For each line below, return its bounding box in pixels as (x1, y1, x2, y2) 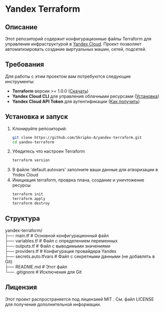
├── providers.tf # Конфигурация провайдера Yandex (5, 248, 117, 254)
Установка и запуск (5, 112, 69, 121)
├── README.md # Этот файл (5, 264, 68, 269)
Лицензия (5, 283, 37, 291)
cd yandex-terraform (12, 139, 54, 145)
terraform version (12, 158, 50, 163)
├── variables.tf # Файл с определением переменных (5, 238, 118, 244)
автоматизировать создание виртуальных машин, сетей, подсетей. (5, 46, 147, 52)
